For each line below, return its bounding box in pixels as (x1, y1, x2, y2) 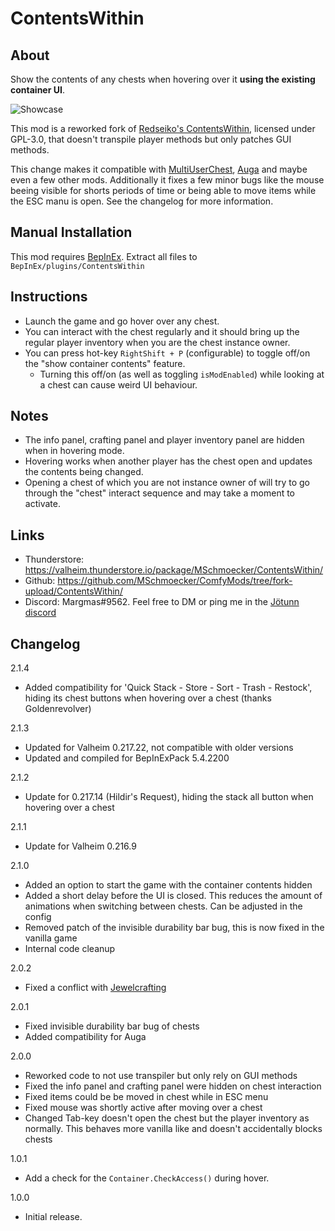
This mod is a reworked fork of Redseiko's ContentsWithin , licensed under (10, 123, 316, 134)
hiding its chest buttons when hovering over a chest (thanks (24, 692, 272, 704)
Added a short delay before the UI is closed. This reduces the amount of (24, 890, 323, 902)
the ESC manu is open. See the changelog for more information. (10, 195, 274, 207)
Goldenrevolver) (24, 703, 92, 715)
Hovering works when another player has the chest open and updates (24, 455, 313, 467)
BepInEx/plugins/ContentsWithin (10, 261, 145, 271)
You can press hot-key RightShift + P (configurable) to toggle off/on (24, 347, 311, 359)
